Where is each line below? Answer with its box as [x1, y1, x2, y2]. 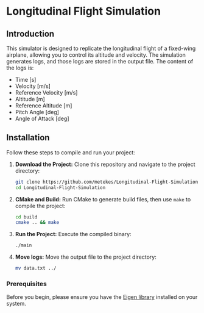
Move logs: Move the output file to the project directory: [15, 253, 157, 261]
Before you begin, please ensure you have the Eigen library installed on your [6, 293, 198, 301]
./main [15, 242, 32, 248]
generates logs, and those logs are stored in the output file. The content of [6, 58, 194, 65]
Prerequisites [6, 279, 47, 288]
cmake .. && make [15, 220, 60, 226]
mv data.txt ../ [15, 265, 57, 272]
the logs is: [6, 64, 34, 71]
